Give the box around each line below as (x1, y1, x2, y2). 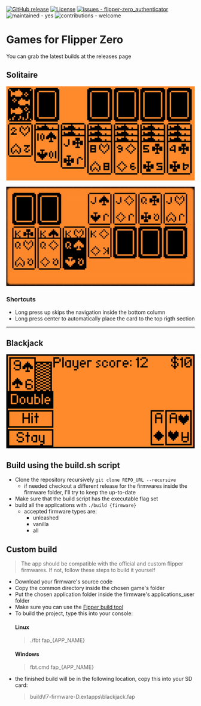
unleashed (32, 514, 59, 521)
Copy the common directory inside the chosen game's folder (14, 584, 165, 591)
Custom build (6, 544, 57, 554)
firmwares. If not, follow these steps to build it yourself (20, 566, 156, 573)
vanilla (32, 521, 49, 528)
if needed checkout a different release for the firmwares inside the (23, 482, 188, 490)
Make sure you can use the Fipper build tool (14, 603, 124, 610)
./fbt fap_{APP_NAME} (29, 637, 86, 644)
